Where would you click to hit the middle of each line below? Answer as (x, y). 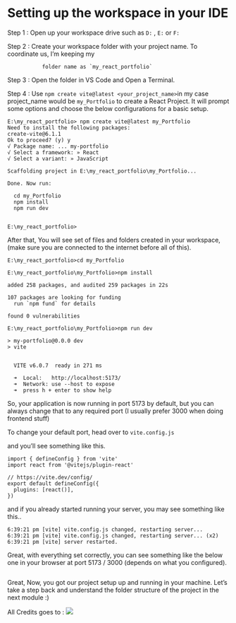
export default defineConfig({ (53, 483)
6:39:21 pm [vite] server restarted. (63, 542)
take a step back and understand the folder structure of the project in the (113, 590)
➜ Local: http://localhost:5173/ (67, 378)
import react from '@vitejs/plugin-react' (70, 465)
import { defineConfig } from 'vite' (63, 459)
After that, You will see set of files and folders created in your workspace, (114, 240)
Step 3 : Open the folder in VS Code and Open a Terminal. (91, 80)
